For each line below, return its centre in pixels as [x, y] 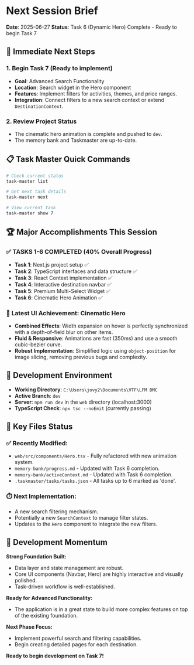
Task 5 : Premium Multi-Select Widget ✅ [63, 291]
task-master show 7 [30, 213]
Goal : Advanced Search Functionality [59, 81]
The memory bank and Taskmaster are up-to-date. [76, 140]
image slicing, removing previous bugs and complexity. [81, 357]
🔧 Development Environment [59, 375]
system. [24, 462]
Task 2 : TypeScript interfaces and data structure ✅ [76, 271]
